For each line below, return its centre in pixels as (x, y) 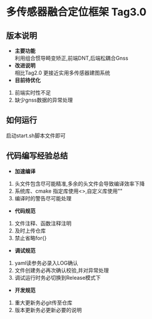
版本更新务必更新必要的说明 (48, 310)
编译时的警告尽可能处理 (43, 198)
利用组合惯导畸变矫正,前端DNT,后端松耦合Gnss (71, 58)
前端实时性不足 (33, 93)
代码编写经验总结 (37, 156)
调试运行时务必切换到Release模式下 (58, 277)
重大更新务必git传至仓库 (43, 303)
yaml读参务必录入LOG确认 (46, 263)
